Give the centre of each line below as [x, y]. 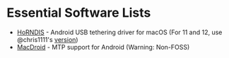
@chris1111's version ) [47, 39]
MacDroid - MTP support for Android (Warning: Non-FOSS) [103, 47]
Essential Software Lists [79, 13]
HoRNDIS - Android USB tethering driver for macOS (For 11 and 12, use [119, 32]
